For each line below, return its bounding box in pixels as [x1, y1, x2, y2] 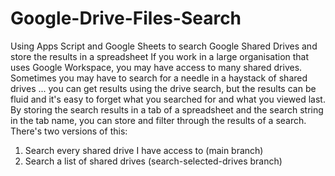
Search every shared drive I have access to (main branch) [24, 144, 264, 156]
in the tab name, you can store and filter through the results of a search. [10, 114, 307, 126]
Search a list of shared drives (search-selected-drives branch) [24, 155, 283, 167]
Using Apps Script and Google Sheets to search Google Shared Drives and [10, 40, 318, 52]
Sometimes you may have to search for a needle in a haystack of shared [10, 72, 308, 84]
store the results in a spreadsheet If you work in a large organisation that [10, 50, 310, 62]
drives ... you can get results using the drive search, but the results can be [10, 82, 317, 94]
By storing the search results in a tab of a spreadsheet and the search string [10, 103, 324, 116]
